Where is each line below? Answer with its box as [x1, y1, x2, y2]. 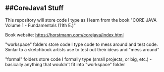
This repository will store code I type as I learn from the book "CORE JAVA [5, 17, 157, 23]
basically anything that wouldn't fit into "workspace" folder [5, 61, 125, 67]
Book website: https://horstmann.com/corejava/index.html [5, 32, 124, 37]
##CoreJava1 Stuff [5, 4, 64, 12]
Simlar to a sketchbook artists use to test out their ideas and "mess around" [5, 46, 160, 52]
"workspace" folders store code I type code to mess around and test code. [5, 41, 158, 47]
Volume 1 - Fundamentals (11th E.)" [5, 22, 76, 28]
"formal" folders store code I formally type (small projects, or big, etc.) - [5, 56, 152, 62]
